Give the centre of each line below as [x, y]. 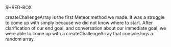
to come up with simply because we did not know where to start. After [79, 23]
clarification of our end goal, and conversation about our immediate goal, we [86, 28]
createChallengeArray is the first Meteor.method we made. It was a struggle [85, 17]
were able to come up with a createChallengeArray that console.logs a [79, 33]
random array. [20, 39]
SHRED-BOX [19, 7]
